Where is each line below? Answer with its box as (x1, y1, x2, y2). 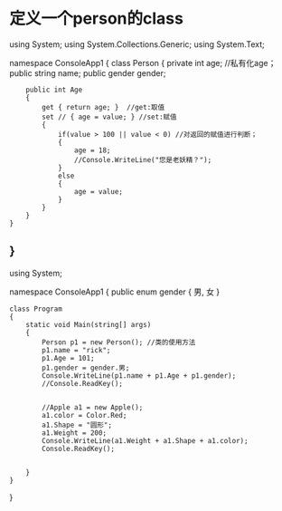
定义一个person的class (9, 8, 183, 29)
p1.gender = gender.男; (42, 363, 130, 372)
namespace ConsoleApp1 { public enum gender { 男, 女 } (9, 286, 221, 297)
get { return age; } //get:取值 (42, 102, 165, 111)
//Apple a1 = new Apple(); (42, 402, 144, 412)
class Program (9, 304, 63, 313)
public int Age (25, 85, 83, 94)
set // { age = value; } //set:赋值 (42, 112, 177, 121)
